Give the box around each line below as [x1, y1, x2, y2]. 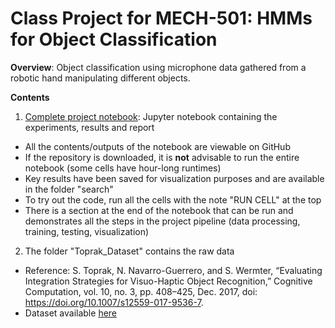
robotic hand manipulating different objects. [10, 72, 191, 84]
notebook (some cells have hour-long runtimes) [24, 162, 222, 174]
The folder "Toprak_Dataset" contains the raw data [24, 245, 235, 257]
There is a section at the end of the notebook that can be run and [24, 204, 294, 216]
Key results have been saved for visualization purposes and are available [24, 172, 325, 184]
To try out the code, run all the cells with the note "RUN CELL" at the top [24, 193, 322, 206]
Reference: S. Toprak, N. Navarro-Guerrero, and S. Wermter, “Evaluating [24, 264, 323, 276]
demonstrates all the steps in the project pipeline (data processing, [24, 215, 301, 227]
